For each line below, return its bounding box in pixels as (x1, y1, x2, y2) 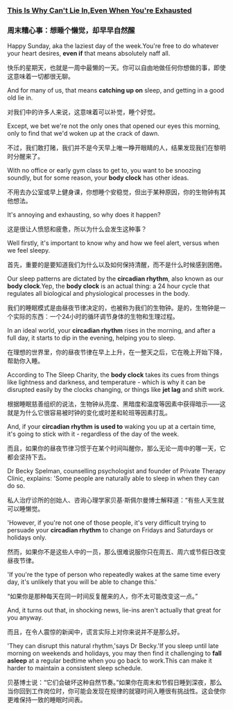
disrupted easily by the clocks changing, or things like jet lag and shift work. (7, 386, 225, 394)
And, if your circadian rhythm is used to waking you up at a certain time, (7, 423, 216, 431)
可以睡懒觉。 (7, 505, 44, 513)
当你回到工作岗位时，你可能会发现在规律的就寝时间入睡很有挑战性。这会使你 (7, 687, 226, 695)
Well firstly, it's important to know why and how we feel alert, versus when (7, 239, 220, 247)
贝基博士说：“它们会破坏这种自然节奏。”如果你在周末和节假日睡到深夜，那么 (7, 678, 223, 687)
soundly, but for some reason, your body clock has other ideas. (7, 173, 189, 182)
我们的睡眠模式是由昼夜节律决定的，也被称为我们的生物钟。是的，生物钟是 (7, 303, 220, 312)
